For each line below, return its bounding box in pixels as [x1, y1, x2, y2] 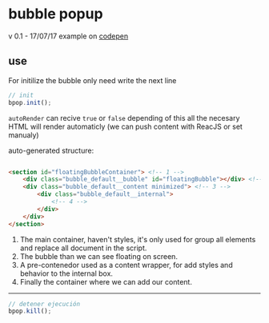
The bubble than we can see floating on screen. [19, 251, 179, 261]
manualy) [8, 130, 39, 140]
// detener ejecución [8, 300, 81, 308]
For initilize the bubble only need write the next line [8, 75, 177, 85]
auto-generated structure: [8, 146, 94, 155]
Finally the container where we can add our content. [19, 277, 192, 286]
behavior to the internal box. [19, 269, 114, 278]
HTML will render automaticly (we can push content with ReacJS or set [8, 122, 243, 131]
